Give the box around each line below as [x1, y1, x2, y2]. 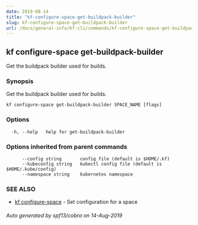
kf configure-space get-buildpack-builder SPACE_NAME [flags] [6, 102, 162, 108]
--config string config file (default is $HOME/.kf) [21, 155, 170, 162]
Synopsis [6, 77, 34, 85]
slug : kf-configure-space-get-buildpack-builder [6, 19, 128, 25]
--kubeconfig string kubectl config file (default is [21, 161, 162, 167]
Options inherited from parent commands [6, 143, 128, 151]
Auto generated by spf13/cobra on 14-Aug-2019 [6, 211, 123, 219]
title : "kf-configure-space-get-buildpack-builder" [6, 14, 136, 20]
